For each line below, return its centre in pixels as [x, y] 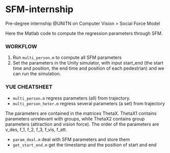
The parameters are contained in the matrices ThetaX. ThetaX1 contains [81, 113]
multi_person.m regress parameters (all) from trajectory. [71, 98]
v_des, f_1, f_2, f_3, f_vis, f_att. [36, 129]
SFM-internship [40, 9]
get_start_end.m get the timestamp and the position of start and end [84, 145]
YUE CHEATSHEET [29, 87]
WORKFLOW [21, 46]
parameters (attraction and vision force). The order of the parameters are [82, 124]
